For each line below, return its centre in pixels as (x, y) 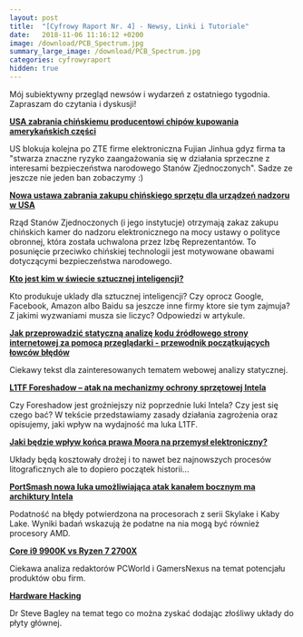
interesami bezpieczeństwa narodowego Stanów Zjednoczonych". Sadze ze (151, 168)
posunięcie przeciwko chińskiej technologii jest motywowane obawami (142, 251)
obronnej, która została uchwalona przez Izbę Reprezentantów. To (133, 241)
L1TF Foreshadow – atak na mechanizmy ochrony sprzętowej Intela (138, 387)
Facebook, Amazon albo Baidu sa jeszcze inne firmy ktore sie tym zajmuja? (150, 306)
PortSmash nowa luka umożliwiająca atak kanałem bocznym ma (132, 486)
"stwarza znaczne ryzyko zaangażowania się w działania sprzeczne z (140, 158)
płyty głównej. (36, 622)
